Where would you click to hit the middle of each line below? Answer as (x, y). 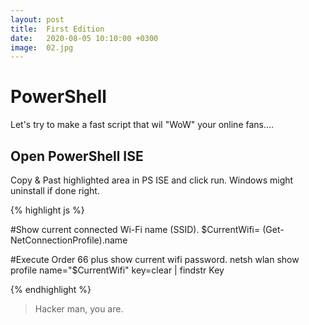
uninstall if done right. (55, 190)
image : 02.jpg (42, 47)
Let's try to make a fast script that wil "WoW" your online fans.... (142, 125)
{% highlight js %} (47, 210)
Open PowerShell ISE (77, 156)
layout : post (37, 19)
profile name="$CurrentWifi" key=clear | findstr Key (117, 270)
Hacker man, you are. (79, 309)
